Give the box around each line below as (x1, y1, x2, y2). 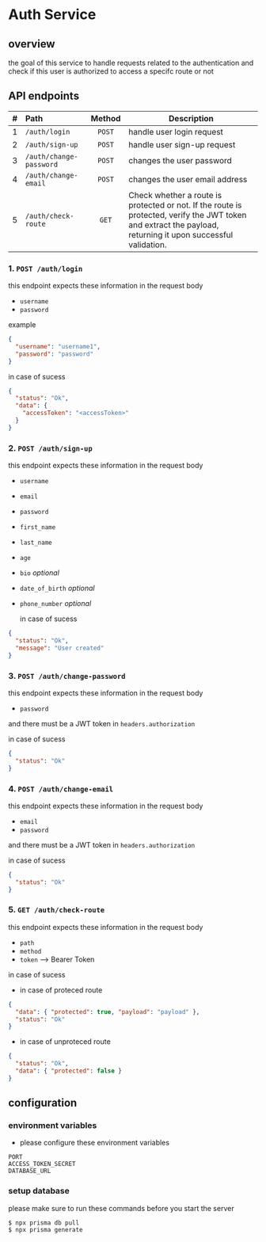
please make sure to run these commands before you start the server (8, 1203, 235, 1213)
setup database (8, 1186, 70, 1197)
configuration (8, 1096, 78, 1110)
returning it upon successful (128, 229, 234, 240)
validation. (128, 239, 167, 250)
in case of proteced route (19, 985, 103, 995)
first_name (19, 524, 56, 531)
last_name (19, 539, 53, 547)
